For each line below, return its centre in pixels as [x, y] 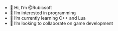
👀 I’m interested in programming [43, 13]
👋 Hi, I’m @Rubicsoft [31, 8]
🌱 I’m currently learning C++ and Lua [48, 18]
